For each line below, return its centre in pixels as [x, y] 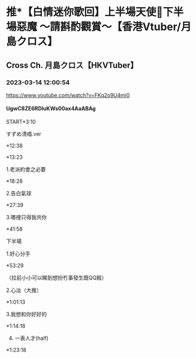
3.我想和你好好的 [26, 314]
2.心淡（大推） [24, 290]
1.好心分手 [18, 254]
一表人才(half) [31, 338]
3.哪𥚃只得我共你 [26, 217]
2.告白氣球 [19, 193]
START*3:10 [21, 122]
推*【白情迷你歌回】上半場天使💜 [85, 12]
